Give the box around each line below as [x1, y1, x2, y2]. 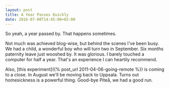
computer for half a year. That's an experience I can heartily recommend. [5, 57, 157, 63]
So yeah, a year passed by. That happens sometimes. [5, 31, 117, 37]
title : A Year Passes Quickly [5, 12, 69, 17]
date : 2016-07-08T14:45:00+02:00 [5, 17, 76, 22]
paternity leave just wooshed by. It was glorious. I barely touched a [5, 51, 145, 57]
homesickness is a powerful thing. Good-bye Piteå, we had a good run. [5, 77, 153, 83]
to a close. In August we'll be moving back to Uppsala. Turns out [5, 72, 139, 78]
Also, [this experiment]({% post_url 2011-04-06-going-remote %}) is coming [5, 66, 164, 72]
